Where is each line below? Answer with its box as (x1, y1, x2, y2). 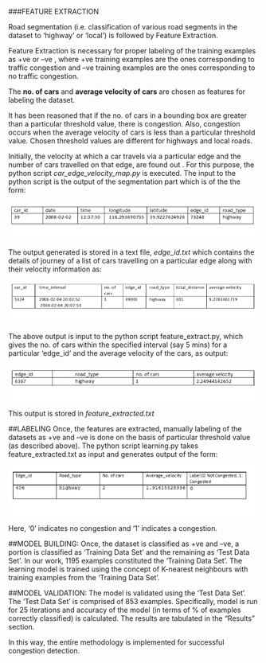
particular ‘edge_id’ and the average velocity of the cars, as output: (8, 349, 229, 358)
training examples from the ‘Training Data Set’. (8, 572, 160, 582)
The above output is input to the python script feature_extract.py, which (8, 332, 244, 341)
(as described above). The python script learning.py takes (8, 441, 199, 450)
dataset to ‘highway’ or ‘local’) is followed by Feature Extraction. (8, 31, 219, 40)
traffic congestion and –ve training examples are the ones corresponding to (8, 63, 256, 72)
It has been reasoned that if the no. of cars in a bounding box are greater (8, 111, 247, 120)
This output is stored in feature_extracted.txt (8, 408, 155, 418)
